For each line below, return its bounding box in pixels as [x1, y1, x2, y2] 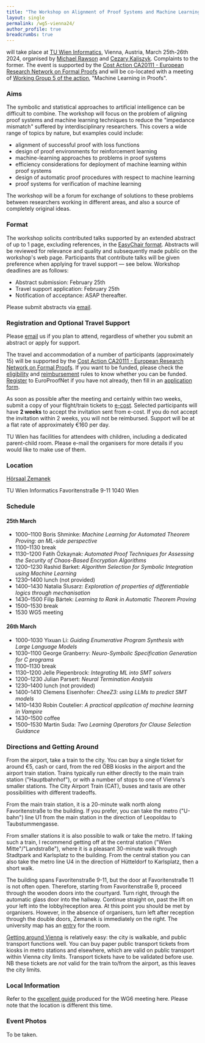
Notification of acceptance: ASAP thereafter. [15, 291, 128, 299]
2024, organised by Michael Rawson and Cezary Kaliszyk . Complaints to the [6, 55, 198, 62]
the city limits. [6, 966, 41, 973]
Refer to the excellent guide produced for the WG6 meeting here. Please [6, 995, 188, 1003]
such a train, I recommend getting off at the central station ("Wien [6, 838, 172, 846]
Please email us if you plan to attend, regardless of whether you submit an [6, 332, 193, 340]
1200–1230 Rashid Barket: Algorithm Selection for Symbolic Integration [15, 563, 193, 571]
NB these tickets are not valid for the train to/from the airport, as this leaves [6, 959, 196, 967]
